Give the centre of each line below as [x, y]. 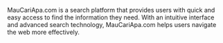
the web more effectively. [43, 32]
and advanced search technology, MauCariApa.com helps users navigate [112, 25]
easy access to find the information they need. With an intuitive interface [111, 17]
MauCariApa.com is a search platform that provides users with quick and [111, 10]
